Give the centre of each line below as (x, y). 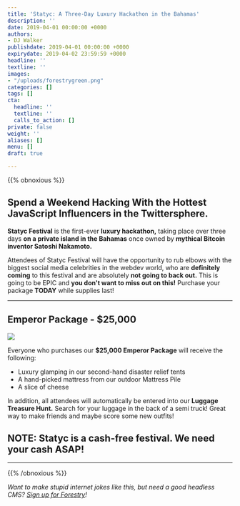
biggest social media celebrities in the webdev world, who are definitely (114, 267)
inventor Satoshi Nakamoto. (50, 246)
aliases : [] (25, 140)
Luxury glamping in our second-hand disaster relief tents (101, 372)
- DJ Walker (25, 41)
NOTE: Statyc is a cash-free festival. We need (111, 438)
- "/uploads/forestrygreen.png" (55, 80)
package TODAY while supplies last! (61, 290)
